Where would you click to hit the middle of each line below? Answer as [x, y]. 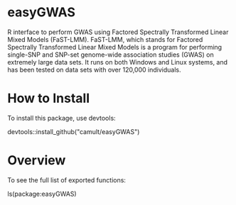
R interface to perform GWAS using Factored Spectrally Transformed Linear [118, 32]
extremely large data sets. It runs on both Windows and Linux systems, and [118, 62]
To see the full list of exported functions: [67, 180]
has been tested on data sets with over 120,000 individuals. [94, 70]
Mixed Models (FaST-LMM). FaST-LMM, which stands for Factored [105, 39]
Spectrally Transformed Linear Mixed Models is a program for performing [115, 47]
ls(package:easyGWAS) [42, 194]
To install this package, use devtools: [61, 118]
